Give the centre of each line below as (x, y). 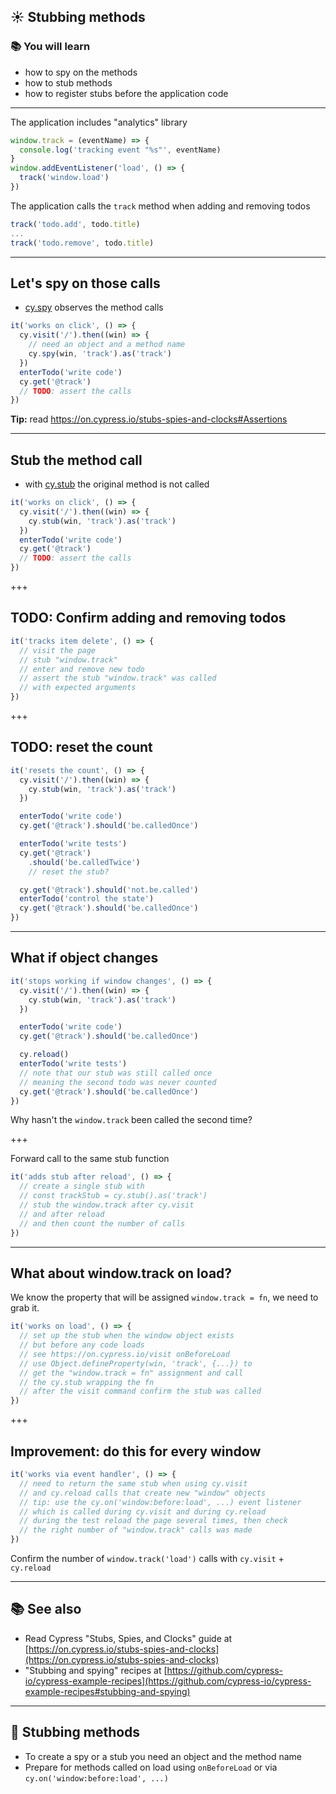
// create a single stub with (82, 1186)
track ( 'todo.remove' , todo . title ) (82, 243)
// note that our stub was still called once (116, 1073)
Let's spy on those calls (85, 283)
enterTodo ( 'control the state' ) (87, 899)
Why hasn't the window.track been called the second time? (131, 1120)
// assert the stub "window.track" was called (118, 678)
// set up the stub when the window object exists (127, 1336)
